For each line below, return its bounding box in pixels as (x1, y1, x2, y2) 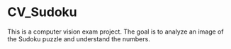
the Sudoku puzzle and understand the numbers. (7, 34, 150, 43)
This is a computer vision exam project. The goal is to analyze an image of (7, 27, 225, 36)
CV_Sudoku (7, 4, 77, 20)
